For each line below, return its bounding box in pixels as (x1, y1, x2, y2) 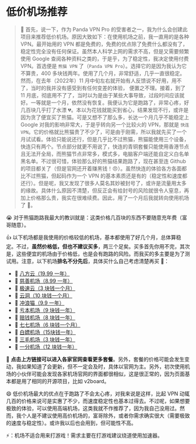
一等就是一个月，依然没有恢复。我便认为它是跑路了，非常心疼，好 (30, 99, 190, 106)
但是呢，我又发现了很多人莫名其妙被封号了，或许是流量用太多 (38, 179, 187, 186)
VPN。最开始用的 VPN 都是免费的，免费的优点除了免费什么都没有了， (20, 40, 188, 47)
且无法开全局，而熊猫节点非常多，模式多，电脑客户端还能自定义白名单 (20, 150, 190, 157)
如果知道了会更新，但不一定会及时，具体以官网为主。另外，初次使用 (21, 363, 185, 370)
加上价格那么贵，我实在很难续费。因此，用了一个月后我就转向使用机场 (20, 194, 190, 201)
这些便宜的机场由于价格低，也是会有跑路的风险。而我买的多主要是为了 (16, 250, 185, 257)
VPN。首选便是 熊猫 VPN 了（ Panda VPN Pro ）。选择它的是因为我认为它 (20, 62, 187, 69)
